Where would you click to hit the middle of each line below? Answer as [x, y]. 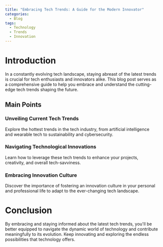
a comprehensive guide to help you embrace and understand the [70, 84]
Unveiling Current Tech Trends [42, 118]
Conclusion [29, 210]
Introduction [31, 61]
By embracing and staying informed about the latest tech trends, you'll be [78, 224]
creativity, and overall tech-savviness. [43, 163]
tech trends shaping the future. [47, 89]
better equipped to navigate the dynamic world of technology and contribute [81, 229]
